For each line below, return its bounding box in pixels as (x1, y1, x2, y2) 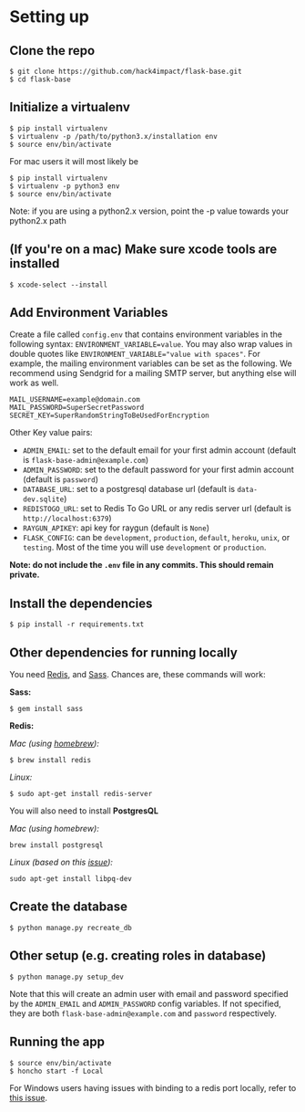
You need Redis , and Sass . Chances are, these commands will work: (9, 669, 266, 680)
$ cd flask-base (9, 75, 71, 84)
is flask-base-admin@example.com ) (22, 455, 149, 466)
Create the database (9, 899, 128, 915)
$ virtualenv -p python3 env (9, 181, 120, 191)
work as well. (9, 377, 59, 389)
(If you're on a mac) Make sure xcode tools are (9, 242, 278, 257)
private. (9, 569, 40, 581)
